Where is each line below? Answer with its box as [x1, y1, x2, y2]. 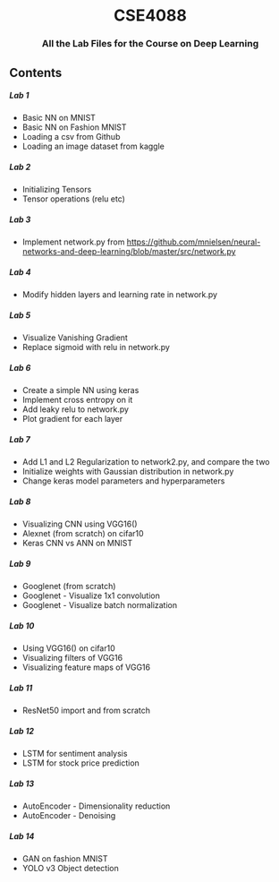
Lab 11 [9, 682, 33, 693]
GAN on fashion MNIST [21, 853, 109, 864]
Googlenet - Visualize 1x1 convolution [21, 590, 161, 601]
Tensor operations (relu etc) [21, 193, 125, 204]
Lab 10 [9, 620, 35, 631]
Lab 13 [9, 778, 34, 789]
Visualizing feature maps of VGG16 [21, 662, 150, 672]
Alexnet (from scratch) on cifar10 [21, 528, 145, 539]
